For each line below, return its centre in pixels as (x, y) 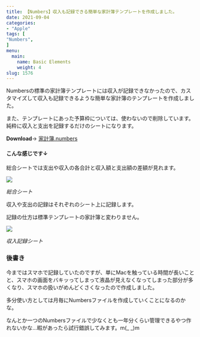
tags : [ (16, 34)
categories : (21, 23)
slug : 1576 (20, 73)
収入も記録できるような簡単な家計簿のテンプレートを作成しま (113, 98)
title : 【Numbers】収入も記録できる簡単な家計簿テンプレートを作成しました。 (92, 12)
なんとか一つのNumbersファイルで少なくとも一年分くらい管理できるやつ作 (99, 320)
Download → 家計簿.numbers (42, 139)
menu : (13, 51)
